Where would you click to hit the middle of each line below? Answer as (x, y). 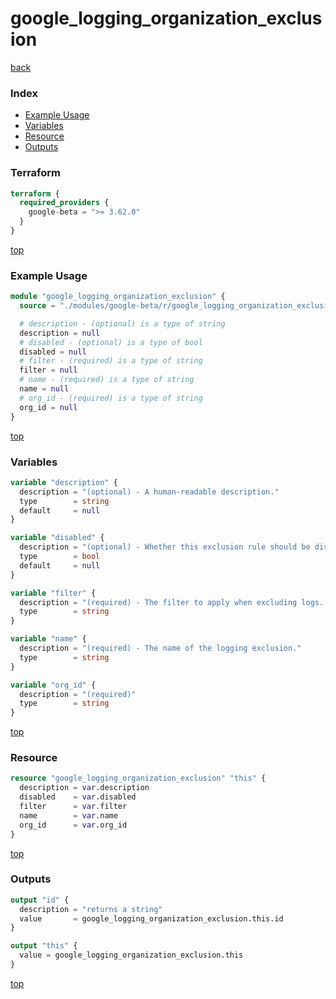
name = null (44, 389)
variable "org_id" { (53, 685)
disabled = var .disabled (78, 797)
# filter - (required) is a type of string (111, 361)
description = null (60, 333)
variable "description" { (64, 482)
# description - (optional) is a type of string (122, 323)
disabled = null (53, 352)
